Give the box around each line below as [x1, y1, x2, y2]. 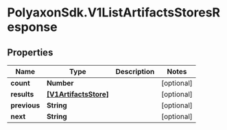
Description [115, 67, 155, 76]
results [10, 90, 34, 99]
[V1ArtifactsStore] [47, 90, 109, 99]
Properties [7, 47, 53, 58]
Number [47, 79, 74, 88]
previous [10, 101, 40, 110]
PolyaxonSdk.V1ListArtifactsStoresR [7, 5, 221, 21]
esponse [7, 19, 58, 35]
